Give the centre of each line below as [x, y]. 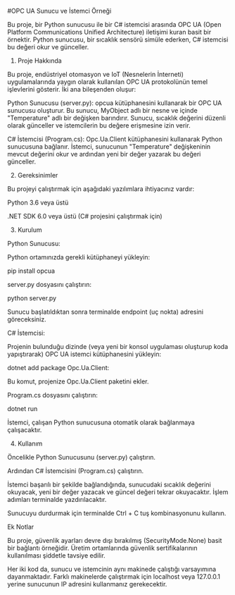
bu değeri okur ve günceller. [48, 47]
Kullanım [30, 443]
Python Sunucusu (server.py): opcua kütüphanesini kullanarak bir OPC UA [115, 103]
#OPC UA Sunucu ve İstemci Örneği [59, 11]
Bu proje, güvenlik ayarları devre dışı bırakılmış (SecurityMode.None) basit [115, 540]
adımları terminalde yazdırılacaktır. [57, 499]
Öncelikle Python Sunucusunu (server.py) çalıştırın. [82, 457]
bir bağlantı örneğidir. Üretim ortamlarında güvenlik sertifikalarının [102, 548]
